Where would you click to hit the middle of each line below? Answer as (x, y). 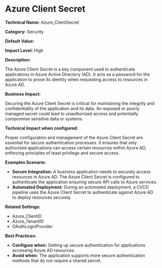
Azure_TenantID (28, 221)
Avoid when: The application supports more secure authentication (79, 255)
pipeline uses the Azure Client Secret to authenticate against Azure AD (83, 192)
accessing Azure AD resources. (44, 250)
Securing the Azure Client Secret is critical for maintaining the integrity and (80, 103)
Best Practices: (21, 236)
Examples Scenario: (26, 162)
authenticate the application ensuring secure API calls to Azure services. (85, 182)
